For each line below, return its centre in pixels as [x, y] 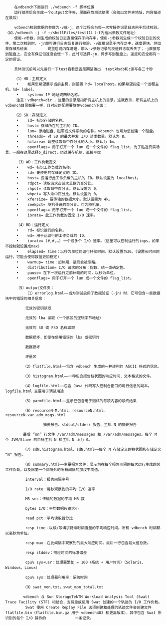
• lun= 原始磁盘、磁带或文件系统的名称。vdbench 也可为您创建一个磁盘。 [86, 131]
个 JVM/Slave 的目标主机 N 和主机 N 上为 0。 [49, 440]
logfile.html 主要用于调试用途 [35, 391]
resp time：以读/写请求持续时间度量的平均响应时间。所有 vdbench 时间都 [93, 528]
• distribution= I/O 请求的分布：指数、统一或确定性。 [72, 267]
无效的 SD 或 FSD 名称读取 [50, 328]
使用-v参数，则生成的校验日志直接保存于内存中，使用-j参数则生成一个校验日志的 [85, 38]
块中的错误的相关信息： [26, 298]
